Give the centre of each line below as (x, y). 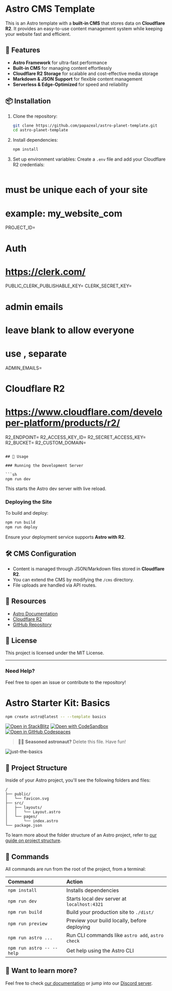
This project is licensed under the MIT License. (55, 653)
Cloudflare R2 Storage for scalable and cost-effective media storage (85, 73)
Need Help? (20, 671)
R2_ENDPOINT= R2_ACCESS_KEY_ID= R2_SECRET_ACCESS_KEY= (76, 437)
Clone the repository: (35, 116)
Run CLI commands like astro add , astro (115, 936)
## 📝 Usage (17, 456)
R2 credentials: (29, 165)
